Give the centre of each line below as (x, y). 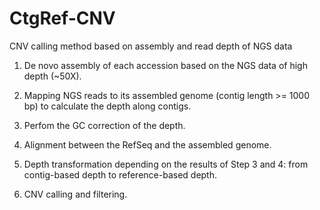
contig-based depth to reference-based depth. (120, 174)
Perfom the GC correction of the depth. (104, 125)
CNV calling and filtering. (75, 194)
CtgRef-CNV (62, 18)
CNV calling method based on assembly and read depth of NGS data (151, 46)
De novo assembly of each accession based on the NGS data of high (165, 65)
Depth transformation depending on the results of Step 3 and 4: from (166, 164)
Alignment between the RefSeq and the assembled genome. (147, 144)
